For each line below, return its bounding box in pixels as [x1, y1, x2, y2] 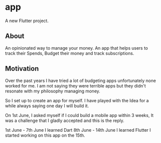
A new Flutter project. [5, 18, 49, 24]
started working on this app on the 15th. [5, 132, 86, 138]
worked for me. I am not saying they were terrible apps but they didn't [5, 83, 146, 88]
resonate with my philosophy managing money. [5, 88, 100, 94]
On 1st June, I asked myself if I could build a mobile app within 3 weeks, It [5, 112, 154, 118]
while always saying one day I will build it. [5, 103, 89, 109]
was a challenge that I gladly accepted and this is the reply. [5, 117, 125, 123]
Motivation [5, 64, 39, 73]
